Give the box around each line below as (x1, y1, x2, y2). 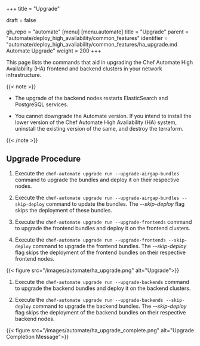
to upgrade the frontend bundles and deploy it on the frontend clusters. (14, 224, 190, 231)
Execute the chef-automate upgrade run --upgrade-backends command (14, 278, 190, 285)
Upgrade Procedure (6, 154, 81, 164)
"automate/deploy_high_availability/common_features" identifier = (6, 35, 168, 41)
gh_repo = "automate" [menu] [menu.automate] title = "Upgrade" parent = (6, 28, 189, 35)
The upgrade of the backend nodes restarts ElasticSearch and (14, 95, 168, 101)
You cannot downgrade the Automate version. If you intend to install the (14, 113, 192, 119)
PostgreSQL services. (14, 101, 69, 108)
